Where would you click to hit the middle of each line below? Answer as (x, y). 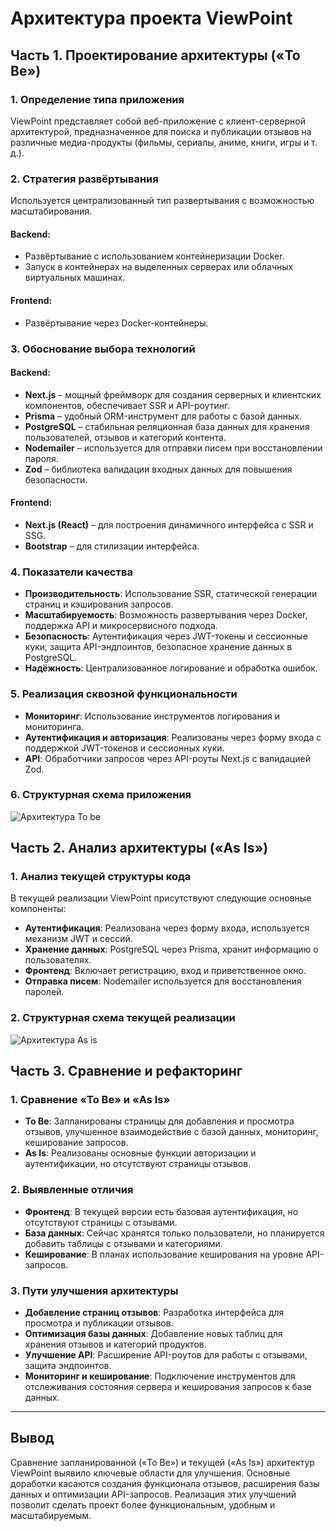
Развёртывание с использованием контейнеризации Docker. (154, 256)
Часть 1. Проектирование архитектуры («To (155, 55)
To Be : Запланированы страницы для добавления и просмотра (159, 1121)
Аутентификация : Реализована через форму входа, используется (167, 928)
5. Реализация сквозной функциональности (124, 694)
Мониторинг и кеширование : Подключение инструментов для (160, 1376)
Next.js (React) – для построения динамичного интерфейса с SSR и (169, 524)
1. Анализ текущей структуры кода (101, 877)
